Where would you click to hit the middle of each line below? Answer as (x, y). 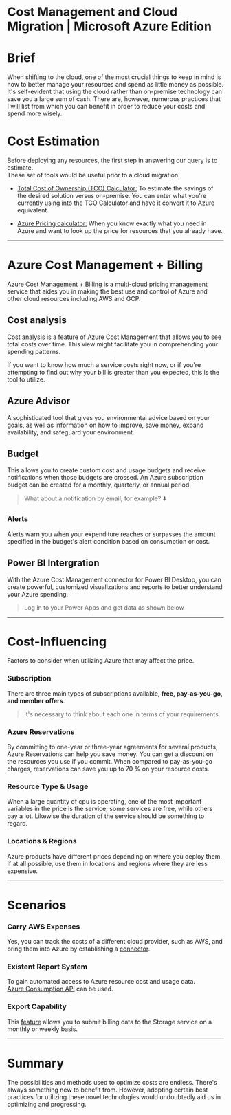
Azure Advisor (39, 401)
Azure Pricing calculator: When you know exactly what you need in (112, 223)
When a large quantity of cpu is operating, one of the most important (104, 802)
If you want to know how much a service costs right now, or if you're (104, 364)
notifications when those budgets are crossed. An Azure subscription (106, 478)
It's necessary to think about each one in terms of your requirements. (122, 714)
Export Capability (37, 1006)
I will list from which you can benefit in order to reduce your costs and (106, 107)
